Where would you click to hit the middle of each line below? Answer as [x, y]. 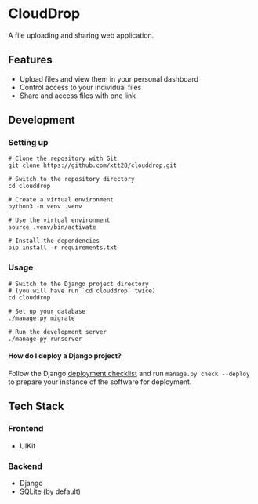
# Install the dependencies [54, 241]
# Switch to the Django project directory [78, 284]
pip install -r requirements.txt [63, 248]
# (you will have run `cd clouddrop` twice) [82, 291]
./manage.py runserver [45, 339]
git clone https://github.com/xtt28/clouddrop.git [93, 165]
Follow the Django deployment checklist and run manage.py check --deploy [129, 373]
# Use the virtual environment [59, 220]
